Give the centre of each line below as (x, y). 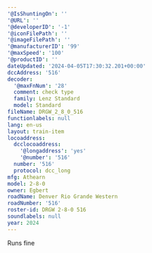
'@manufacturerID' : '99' (44, 46)
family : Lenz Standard (47, 99)
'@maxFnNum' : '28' (41, 86)
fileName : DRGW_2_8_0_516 (45, 112)
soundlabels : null (34, 216)
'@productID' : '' (33, 60)
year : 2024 (23, 223)
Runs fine (21, 242)
